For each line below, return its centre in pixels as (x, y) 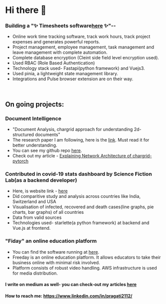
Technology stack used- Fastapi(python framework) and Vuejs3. (79, 68)
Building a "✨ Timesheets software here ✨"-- (61, 26)
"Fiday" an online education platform (51, 241)
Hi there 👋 (26, 10)
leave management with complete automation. (60, 52)
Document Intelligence (33, 118)
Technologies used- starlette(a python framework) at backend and (81, 223)
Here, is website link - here (40, 191)
